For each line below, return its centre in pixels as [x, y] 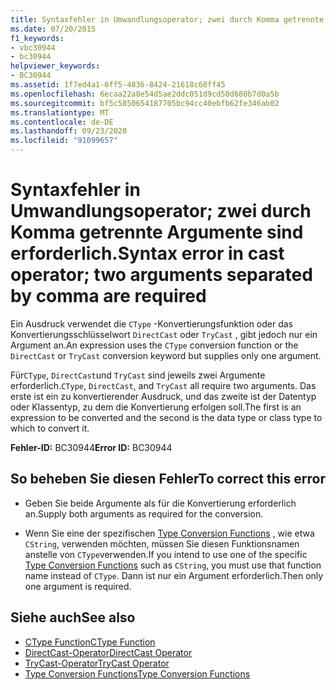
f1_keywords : [37, 38]
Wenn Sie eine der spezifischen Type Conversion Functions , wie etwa [169, 533]
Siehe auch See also [73, 617]
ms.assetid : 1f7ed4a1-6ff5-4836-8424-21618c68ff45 [118, 85]
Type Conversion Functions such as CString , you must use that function [173, 565]
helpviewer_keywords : [55, 66]
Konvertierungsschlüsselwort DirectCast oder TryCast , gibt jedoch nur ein [164, 334]
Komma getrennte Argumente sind [157, 232]
